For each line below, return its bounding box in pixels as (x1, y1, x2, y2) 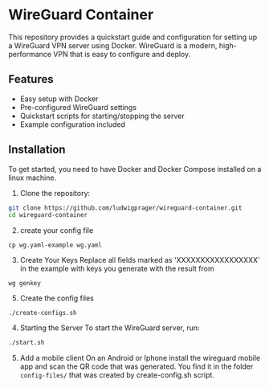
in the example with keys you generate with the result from (19, 263, 214, 274)
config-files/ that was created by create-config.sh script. (19, 370, 215, 380)
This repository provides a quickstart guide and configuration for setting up (8, 32, 258, 42)
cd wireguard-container (8, 211, 88, 219)
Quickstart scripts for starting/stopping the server (19, 111, 185, 120)
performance (8, 49, 52, 59)
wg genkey (8, 280, 42, 288)
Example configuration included (19, 119, 126, 129)
